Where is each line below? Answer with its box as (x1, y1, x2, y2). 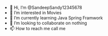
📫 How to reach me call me (9, 26, 66, 31)
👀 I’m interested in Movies (9, 10, 62, 16)
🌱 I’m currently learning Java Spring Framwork (9, 15, 103, 20)
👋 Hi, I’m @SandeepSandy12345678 (9, 5, 83, 10)
